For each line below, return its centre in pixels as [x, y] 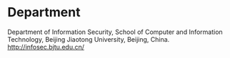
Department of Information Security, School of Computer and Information [115, 32]
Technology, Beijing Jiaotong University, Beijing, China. [89, 39]
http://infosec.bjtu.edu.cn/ [46, 47]
